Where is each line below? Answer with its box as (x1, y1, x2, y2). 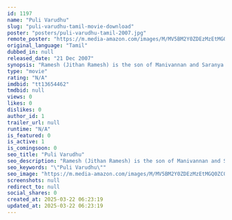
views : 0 (7, 94, 32, 101)
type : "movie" (7, 68, 48, 74)
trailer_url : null (7, 119, 60, 126)
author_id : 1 (7, 112, 45, 119)
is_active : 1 (7, 139, 45, 146)
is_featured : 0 (7, 132, 51, 139)
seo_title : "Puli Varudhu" (7, 151, 85, 159)
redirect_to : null (7, 183, 60, 190)
